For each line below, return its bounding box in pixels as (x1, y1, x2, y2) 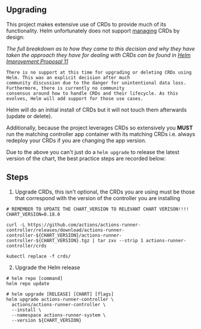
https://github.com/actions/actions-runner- (28, 222, 141, 228)
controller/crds (6, 243, 47, 249)
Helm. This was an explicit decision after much (6, 74, 130, 80)
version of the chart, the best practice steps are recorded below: (6, 155, 166, 162)
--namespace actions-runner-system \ (11, 312, 106, 318)
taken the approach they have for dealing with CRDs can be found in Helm (6, 51, 191, 59)
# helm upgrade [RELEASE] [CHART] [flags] (6, 291, 114, 297)
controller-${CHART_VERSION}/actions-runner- (6, 232, 122, 239)
